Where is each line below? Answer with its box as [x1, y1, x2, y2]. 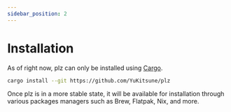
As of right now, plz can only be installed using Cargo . [7, 64, 163, 72]
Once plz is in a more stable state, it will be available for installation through [7, 90, 225, 98]
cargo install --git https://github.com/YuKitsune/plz [7, 77, 171, 84]
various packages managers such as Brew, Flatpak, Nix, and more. [7, 97, 199, 106]
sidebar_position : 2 [7, 10, 68, 17]
